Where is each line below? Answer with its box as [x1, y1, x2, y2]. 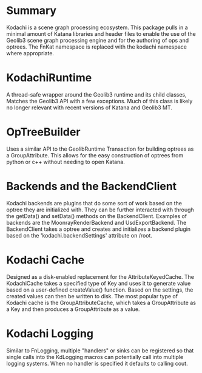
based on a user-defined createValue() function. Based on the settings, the [6, 286, 194, 293]
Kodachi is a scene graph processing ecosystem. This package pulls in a [6, 24, 188, 31]
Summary [6, 4, 56, 18]
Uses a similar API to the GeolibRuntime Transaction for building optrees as [6, 145, 194, 152]
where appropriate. [6, 49, 55, 56]
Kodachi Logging [6, 326, 94, 340]
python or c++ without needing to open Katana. [6, 158, 126, 165]
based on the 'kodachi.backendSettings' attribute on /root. [6, 231, 153, 239]
